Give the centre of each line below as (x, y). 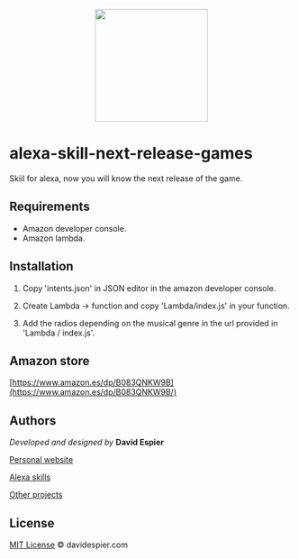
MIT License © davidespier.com (69, 545)
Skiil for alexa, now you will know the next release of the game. (126, 178)
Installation (41, 266)
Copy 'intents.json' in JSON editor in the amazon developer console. (149, 288)
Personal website (41, 460)
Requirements (50, 207)
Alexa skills (30, 477)
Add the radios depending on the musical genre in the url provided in (150, 323)
